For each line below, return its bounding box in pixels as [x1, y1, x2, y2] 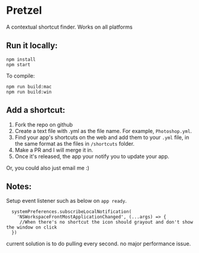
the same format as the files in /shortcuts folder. [14, 140, 135, 147]
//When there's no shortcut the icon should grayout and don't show [19, 219, 194, 226]
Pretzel [6, 4, 42, 17]
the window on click [6, 224, 58, 230]
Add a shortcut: [6, 105, 66, 115]
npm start [6, 61, 31, 67]
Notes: [6, 181, 32, 192]
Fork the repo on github [14, 121, 73, 128]
